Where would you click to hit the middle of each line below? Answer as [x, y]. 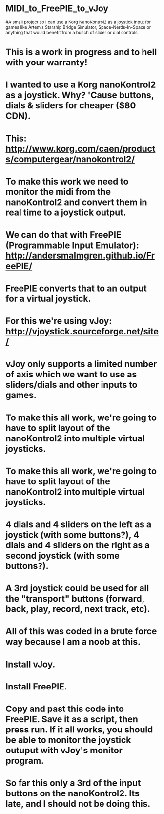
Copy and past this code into [65, 709]
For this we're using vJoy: [59, 321]
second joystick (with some [63, 556]
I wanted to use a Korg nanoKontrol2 [81, 85]
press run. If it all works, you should [79, 729]
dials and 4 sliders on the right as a [78, 545]
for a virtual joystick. [48, 299]
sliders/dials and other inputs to [72, 385]
